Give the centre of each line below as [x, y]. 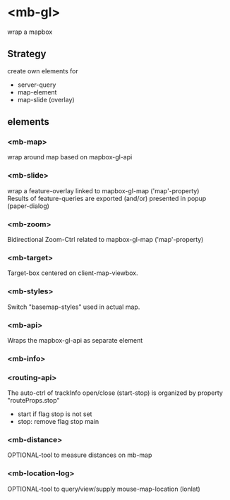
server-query [37, 85]
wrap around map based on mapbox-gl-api [70, 157]
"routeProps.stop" [34, 401]
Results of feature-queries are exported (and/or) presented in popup [107, 198]
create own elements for [43, 71]
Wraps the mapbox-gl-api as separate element [75, 340]
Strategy [27, 54]
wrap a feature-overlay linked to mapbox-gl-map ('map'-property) [103, 190]
